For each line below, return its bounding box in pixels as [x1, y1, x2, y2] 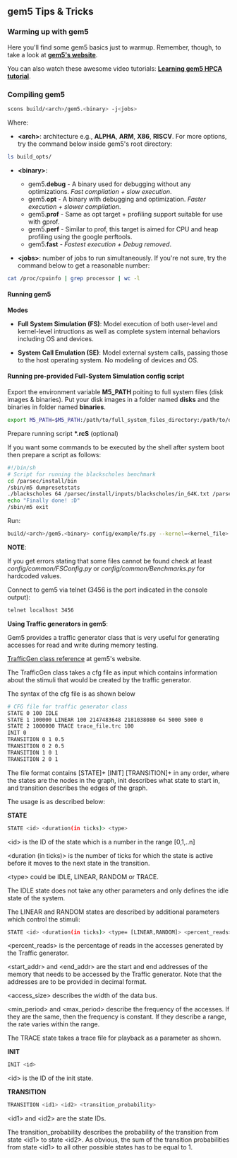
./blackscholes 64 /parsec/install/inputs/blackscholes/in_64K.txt [7, 491, 210, 498]
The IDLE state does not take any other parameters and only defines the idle [7, 886, 229, 895]
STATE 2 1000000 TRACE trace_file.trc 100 [7, 723, 134, 730]
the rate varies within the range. [7, 1020, 100, 1028]
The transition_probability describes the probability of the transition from [7, 1128, 219, 1137]
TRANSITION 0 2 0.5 [7, 743, 65, 750]
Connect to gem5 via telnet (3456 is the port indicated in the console [7, 585, 208, 594]
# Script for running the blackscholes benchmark [7, 471, 157, 478]
